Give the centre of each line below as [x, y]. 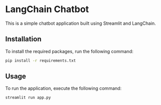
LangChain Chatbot [47, 9]
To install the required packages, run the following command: [69, 51]
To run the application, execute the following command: [63, 88]
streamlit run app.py [28, 98]
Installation [23, 39]
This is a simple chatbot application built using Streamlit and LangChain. [81, 23]
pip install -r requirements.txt [41, 61]
